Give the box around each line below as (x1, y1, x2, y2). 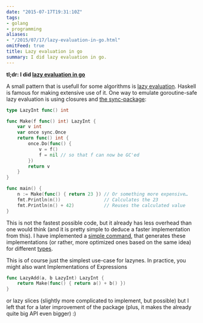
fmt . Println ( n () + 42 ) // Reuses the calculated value (17, 202, 186, 208)
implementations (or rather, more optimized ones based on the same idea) (6, 238, 191, 246)
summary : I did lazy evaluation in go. (6, 54, 107, 60)
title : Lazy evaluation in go (6, 49, 83, 55)
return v (28, 163, 50, 169)
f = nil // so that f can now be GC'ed (38, 152, 139, 158)
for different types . (6, 245, 53, 252)
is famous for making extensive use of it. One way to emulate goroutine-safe (6, 89, 198, 96)
